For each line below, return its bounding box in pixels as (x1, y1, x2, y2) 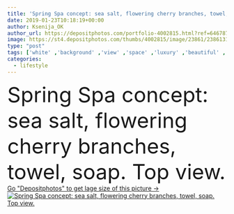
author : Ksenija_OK (7, 23, 64, 30)
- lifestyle (13, 62, 49, 69)
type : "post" (7, 43, 45, 49)
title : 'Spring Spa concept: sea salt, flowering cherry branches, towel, (7, 10, 229, 17)
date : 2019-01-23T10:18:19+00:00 (7, 17, 104, 24)
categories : (7, 56, 42, 63)
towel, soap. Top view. (7, 158, 226, 185)
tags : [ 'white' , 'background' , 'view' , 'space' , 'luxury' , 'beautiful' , (7, 49, 226, 56)
